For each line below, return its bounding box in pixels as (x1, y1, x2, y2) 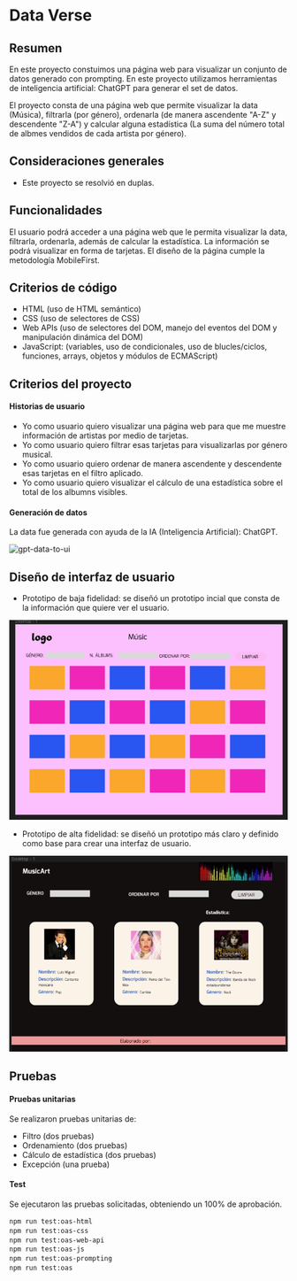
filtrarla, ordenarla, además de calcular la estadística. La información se (9, 235, 270, 246)
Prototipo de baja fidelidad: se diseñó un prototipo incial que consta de (21, 593, 280, 604)
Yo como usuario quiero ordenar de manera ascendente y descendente (21, 459, 283, 469)
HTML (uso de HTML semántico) (21, 304, 141, 314)
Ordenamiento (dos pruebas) (21, 1139, 128, 1151)
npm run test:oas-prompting (9, 1254, 113, 1263)
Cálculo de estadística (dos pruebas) (21, 1149, 156, 1160)
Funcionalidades (9, 203, 103, 218)
